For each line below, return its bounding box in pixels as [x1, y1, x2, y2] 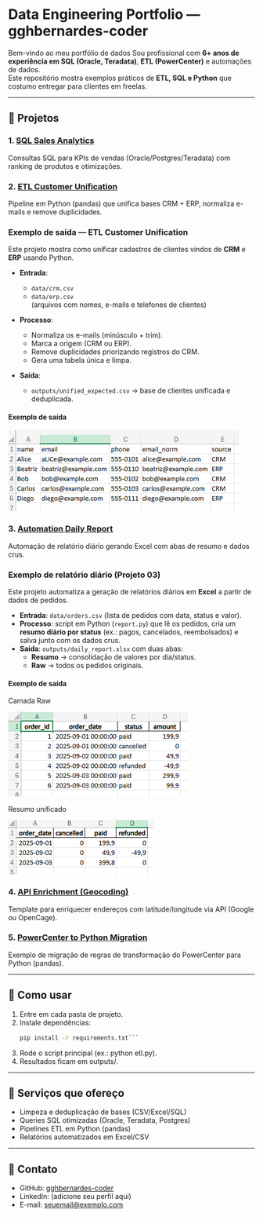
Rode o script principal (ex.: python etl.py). [19, 1048, 157, 1058]
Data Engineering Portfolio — [8, 5, 201, 24]
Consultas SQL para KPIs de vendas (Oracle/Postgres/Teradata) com [8, 153, 231, 163]
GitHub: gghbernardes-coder [19, 1183, 114, 1193]
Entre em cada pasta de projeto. [19, 1009, 124, 1018]
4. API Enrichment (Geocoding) [8, 886, 129, 897]
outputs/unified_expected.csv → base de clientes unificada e [31, 386, 231, 396]
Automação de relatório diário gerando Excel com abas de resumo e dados [8, 541, 250, 550]
